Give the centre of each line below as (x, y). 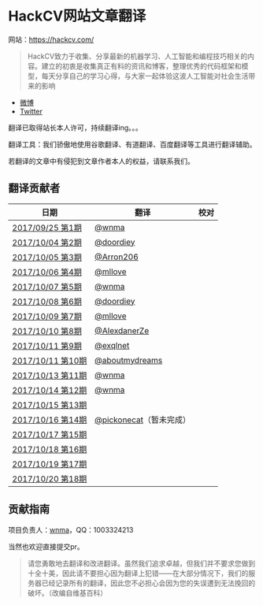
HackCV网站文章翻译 (77, 16)
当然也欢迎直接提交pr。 (46, 546)
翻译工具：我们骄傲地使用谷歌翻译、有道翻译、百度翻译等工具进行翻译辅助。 (132, 144)
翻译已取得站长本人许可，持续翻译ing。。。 (76, 128)
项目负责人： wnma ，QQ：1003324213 (71, 529)
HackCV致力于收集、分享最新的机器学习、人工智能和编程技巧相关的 (137, 56)
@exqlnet (112, 345)
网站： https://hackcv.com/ (51, 39)
